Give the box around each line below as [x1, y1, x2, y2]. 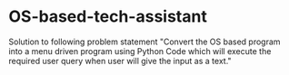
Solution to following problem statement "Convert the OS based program [8, 36, 281, 47]
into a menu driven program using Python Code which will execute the [8, 45, 272, 56]
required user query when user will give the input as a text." [8, 55, 233, 66]
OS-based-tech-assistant [8, 6, 208, 27]
